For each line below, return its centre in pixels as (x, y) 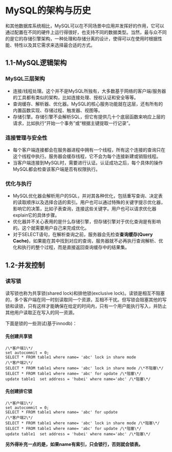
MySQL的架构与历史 (48, 11)
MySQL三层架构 (25, 79)
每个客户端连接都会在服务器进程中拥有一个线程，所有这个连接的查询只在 (89, 150)
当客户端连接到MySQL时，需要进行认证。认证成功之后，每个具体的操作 (88, 162)
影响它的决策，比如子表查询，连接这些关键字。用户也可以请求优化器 (84, 209)
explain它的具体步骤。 (36, 215)
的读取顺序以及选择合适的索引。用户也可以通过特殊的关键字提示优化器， (89, 202)
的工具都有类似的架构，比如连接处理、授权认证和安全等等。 (76, 97)
